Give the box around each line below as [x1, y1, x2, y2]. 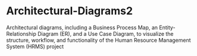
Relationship [6, 30, 37, 37]
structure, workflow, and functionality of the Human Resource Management [6, 36, 192, 43]
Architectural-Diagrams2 [6, 4, 133, 18]
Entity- [159, 24, 176, 31]
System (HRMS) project [6, 43, 64, 50]
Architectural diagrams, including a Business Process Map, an [6, 24, 158, 31]
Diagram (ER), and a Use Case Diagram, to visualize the [37, 30, 174, 37]
